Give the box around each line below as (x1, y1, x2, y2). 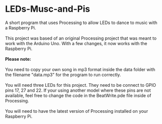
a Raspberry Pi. (5, 25, 36, 30)
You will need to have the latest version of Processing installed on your (5, 108, 148, 114)
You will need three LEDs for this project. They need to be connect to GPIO (5, 82, 156, 88)
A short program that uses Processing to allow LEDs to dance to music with (5, 20, 158, 25)
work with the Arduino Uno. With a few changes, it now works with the (5, 40, 147, 46)
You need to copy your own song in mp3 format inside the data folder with (5, 66, 156, 72)
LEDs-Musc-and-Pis (5, 3, 90, 15)
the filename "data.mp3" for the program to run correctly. (5, 72, 121, 77)
